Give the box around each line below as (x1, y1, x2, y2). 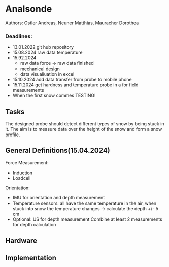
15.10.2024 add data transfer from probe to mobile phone (12, 77, 132, 83)
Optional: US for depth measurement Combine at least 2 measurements (12, 216, 162, 222)
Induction (12, 170, 33, 176)
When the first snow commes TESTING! (12, 92, 96, 99)
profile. (5, 131, 20, 138)
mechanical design (20, 65, 60, 72)
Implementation (5, 253, 57, 262)
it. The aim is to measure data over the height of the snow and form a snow (5, 126, 162, 132)
